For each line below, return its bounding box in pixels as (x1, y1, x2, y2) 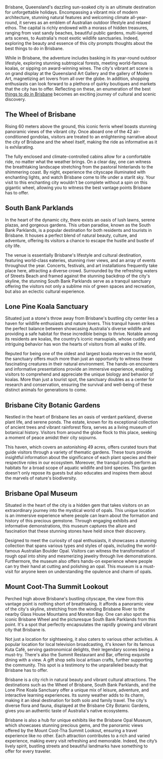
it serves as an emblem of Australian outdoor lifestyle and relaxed (19, 19, 151, 25)
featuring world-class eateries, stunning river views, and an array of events (5, 257, 156, 263)
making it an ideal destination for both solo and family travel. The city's (5, 697, 147, 703)
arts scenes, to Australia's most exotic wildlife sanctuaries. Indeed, (5, 35, 139, 41)
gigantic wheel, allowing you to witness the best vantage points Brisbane (5, 185, 151, 190)
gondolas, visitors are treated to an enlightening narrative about (30, 133, 158, 139)
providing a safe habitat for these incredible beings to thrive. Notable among (5, 331, 158, 337)
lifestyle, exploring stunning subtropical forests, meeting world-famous (5, 60, 147, 66)
